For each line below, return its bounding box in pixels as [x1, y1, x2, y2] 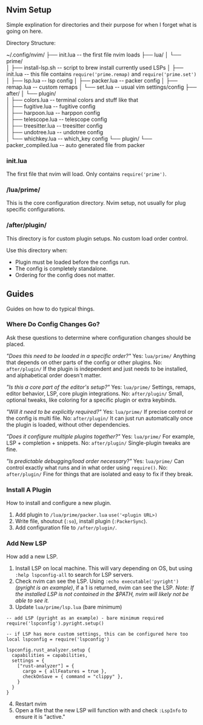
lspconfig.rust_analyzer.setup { [6, 647, 91, 653]
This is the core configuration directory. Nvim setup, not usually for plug [6, 199, 186, 207]
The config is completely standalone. [15, 264, 108, 272]
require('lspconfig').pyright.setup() [6, 620, 104, 627]
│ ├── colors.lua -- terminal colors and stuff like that [6, 96, 138, 103]
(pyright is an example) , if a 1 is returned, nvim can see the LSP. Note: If [15, 584, 194, 591]
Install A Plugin [6, 486, 52, 494]
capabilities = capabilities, [12, 653, 88, 659]
